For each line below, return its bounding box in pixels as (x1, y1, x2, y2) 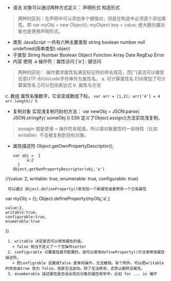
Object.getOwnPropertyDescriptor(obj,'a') (12, 167, 105, 172)
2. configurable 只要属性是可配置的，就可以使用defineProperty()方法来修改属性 (7, 250, 165, 255)
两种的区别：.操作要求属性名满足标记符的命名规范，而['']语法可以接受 (17, 69, 165, 75)
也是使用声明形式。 (22, 28, 63, 34)
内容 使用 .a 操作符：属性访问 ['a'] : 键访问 (12, 58, 101, 64)
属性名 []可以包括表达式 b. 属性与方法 (22, 82, 101, 88)
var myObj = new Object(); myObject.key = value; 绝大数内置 (32, 22, 161, 28)
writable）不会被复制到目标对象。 (17, 132, 89, 138)
